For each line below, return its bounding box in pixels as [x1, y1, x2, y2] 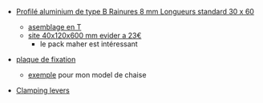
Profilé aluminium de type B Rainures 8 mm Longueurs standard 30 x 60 [15, 7, 255, 16]
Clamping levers [15, 85, 70, 95]
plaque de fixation [15, 55, 76, 64]
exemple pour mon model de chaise [27, 70, 147, 79]
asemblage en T [27, 22, 82, 31]
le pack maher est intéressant [39, 39, 138, 49]
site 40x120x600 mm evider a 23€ [27, 31, 142, 40]
